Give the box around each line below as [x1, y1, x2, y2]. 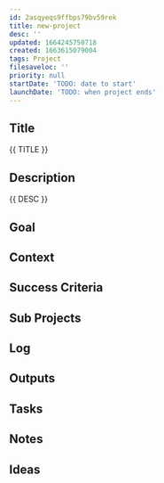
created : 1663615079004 [9, 46, 98, 55]
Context [9, 250, 55, 265]
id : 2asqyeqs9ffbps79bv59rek [9, 12, 117, 22]
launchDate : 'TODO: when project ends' [9, 87, 157, 96]
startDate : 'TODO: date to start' [9, 79, 137, 88]
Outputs [9, 371, 56, 386]
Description [9, 170, 75, 185]
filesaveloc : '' [9, 63, 69, 72]
